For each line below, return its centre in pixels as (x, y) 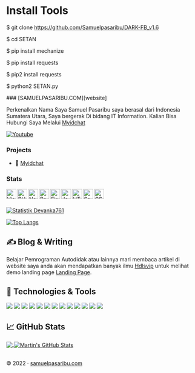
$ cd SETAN (21, 39)
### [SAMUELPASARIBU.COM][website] (57, 98)
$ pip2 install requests (34, 74)
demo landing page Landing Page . (49, 272)
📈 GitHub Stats (36, 327)
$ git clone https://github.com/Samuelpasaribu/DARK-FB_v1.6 (83, 27)
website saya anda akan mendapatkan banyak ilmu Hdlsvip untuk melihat (97, 266)
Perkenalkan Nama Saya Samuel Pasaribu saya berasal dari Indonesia (93, 109)
